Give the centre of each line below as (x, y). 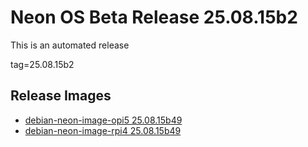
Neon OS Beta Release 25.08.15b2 (154, 17)
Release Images (61, 96)
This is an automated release (70, 45)
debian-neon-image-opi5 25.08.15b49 (103, 120)
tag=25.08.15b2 (42, 64)
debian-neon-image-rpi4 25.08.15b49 (103, 130)
